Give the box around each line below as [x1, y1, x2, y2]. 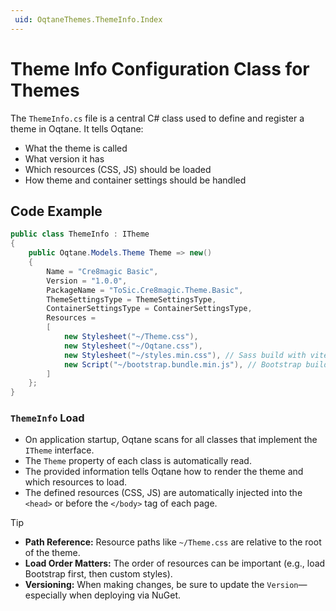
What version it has [24, 152, 105, 165]
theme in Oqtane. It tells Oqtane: [10, 122, 144, 135]
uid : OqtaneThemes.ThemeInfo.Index [14, 14, 163, 25]
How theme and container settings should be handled [24, 174, 247, 186]
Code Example [10, 202, 103, 220]
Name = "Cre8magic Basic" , [46, 266, 159, 276]
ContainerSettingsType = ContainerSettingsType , [46, 304, 253, 314]
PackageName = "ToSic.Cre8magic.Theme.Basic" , [46, 285, 244, 295]
